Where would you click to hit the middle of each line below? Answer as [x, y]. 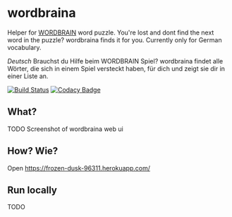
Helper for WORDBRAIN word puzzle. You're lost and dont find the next [111, 32]
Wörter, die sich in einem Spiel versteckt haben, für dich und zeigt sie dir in [116, 68]
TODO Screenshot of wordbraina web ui [65, 129]
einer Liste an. [28, 76]
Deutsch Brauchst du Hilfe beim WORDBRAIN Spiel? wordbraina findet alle [115, 61]
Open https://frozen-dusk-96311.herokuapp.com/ [79, 168]
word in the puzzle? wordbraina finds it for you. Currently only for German [115, 39]
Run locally [32, 190]
